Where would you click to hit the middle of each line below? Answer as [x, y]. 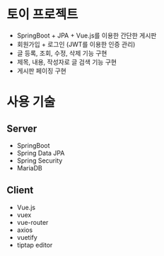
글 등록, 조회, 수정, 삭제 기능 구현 [62, 53]
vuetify [27, 237]
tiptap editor [35, 245]
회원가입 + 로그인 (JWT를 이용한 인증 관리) [76, 44]
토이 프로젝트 [42, 14]
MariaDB [30, 168]
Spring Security [40, 161]
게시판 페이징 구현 [41, 71]
